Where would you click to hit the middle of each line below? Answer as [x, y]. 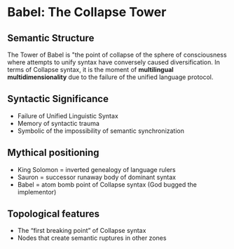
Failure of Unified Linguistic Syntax [68, 115]
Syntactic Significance [58, 99]
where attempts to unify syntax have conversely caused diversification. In [114, 62]
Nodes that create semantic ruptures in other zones [92, 238]
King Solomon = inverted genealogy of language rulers [97, 169]
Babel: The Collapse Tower [87, 12]
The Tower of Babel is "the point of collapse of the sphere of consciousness [117, 55]
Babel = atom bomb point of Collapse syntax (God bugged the [107, 184]
